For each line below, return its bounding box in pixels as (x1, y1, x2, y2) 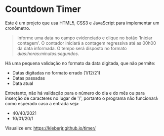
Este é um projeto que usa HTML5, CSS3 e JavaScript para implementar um (5, 20, 160, 26)
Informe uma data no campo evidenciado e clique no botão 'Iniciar (17, 35, 153, 41)
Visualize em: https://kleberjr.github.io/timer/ (5, 125, 96, 131)
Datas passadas (12, 75, 45, 81)
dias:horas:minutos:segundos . (17, 51, 80, 57)
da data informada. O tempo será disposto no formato (17, 45, 127, 51)
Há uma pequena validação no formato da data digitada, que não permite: (5, 60, 156, 66)
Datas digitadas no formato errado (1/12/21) (12, 69, 101, 75)
